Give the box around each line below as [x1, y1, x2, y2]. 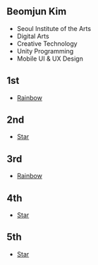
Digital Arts [16, 32, 50, 40]
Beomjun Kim [6, 6, 67, 18]
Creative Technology [16, 39, 78, 48]
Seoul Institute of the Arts [16, 24, 92, 32]
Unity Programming [16, 47, 74, 55]
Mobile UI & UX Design [16, 54, 84, 63]
